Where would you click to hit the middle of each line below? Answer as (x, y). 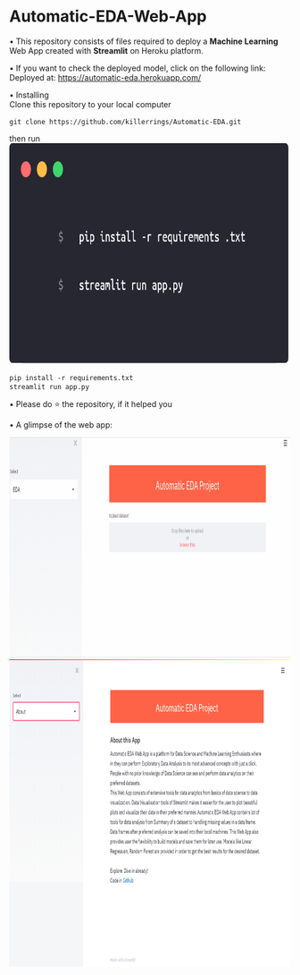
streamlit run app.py (50, 387)
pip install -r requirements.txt (71, 378)
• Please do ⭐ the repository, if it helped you (91, 404)
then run (25, 138)
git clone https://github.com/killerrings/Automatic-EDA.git (125, 122)
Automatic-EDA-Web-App (108, 17)
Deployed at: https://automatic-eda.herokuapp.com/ (105, 77)
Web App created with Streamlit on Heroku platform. (106, 50)
